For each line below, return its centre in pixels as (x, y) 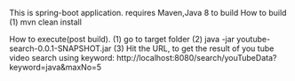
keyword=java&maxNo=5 (56, 67)
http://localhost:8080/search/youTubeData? (197, 58)
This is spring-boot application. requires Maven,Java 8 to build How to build (148, 13)
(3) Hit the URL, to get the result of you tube (194, 48)
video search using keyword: (62, 58)
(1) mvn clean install (46, 22)
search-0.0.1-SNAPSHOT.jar (60, 48)
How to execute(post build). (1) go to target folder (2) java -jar (122, 39)
